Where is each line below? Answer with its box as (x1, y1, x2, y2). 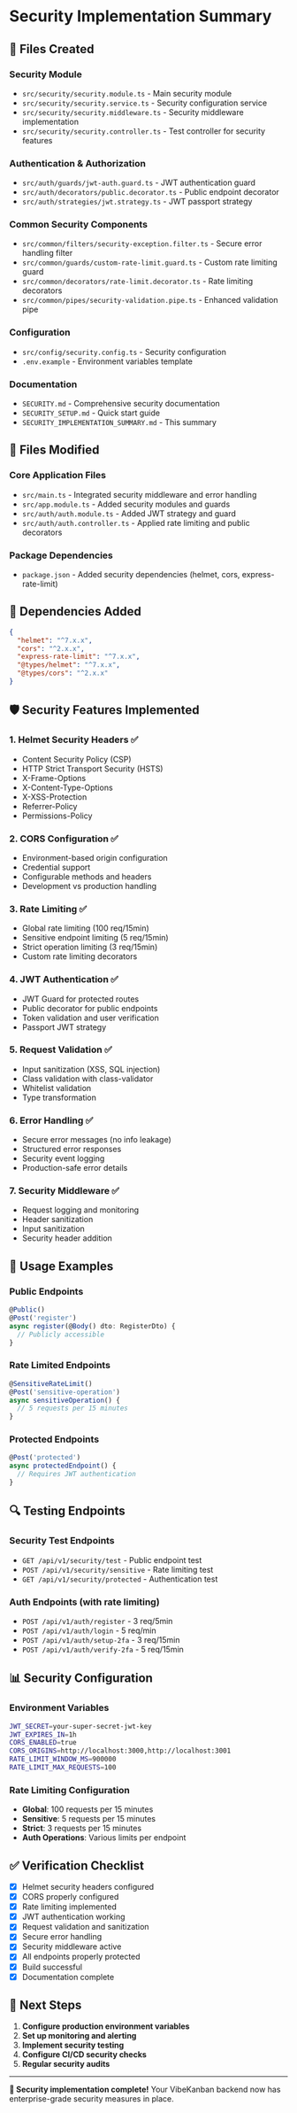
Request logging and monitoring (21, 1204, 140, 1215)
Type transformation (21, 1092, 97, 1103)
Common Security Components (9, 219, 148, 231)
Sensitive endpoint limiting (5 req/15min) (21, 933, 170, 943)
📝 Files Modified (9, 443, 100, 458)
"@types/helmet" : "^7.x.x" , (17, 661, 121, 670)
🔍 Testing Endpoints (9, 1504, 126, 1519)
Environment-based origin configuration (21, 852, 168, 863)
